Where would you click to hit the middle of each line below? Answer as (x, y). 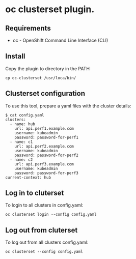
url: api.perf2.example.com (44, 146)
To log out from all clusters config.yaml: (47, 242)
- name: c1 (21, 142)
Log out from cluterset (42, 230)
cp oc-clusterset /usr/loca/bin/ (41, 78)
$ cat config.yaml (25, 115)
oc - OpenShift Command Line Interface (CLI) (60, 40)
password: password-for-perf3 (47, 173)
